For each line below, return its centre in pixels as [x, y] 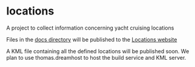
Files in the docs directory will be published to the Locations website [92, 39]
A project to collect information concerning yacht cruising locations [90, 28]
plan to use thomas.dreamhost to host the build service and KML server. [96, 57]
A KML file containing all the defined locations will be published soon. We [98, 51]
